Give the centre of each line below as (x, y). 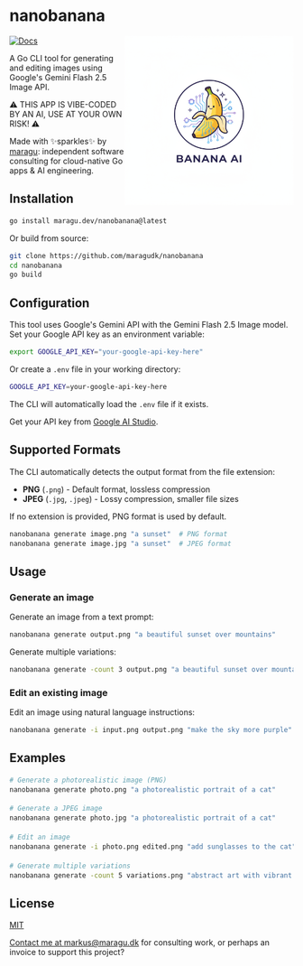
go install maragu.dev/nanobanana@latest (88, 221)
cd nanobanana (36, 265)
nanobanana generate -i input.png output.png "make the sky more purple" (151, 730)
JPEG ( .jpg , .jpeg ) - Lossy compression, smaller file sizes (130, 498)
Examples (37, 758)
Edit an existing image (59, 692)
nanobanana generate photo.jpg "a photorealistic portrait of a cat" (143, 818)
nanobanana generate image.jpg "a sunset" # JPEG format (120, 543)
